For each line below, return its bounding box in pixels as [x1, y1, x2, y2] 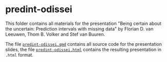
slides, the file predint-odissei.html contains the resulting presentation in [5, 46, 162, 52]
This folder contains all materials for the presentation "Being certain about [5, 20, 161, 26]
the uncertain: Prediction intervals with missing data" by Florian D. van [5, 25, 154, 32]
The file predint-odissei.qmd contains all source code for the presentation [5, 41, 162, 47]
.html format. [5, 52, 34, 58]
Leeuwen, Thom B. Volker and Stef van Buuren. [5, 31, 106, 37]
